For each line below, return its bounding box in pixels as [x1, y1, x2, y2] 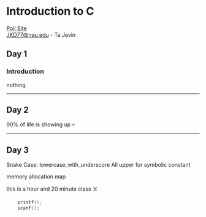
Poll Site [6, 25, 27, 32]
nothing [6, 81, 26, 88]
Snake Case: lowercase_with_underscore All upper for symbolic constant [6, 161, 191, 169]
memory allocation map [6, 173, 66, 180]
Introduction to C [6, 4, 94, 18]
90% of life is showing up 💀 [6, 121, 75, 128]
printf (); [17, 199, 43, 206]
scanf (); [17, 205, 40, 211]
